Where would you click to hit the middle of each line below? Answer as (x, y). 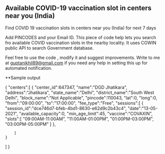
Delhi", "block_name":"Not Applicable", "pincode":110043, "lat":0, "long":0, (81, 98)
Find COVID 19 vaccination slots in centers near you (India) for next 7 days (81, 28)
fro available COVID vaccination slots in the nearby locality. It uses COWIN (81, 43)
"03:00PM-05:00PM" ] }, (30, 124)
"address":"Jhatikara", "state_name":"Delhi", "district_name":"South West (80, 92)
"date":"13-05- (143, 108)
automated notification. (29, 68)
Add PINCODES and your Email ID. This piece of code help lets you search (81, 37)
